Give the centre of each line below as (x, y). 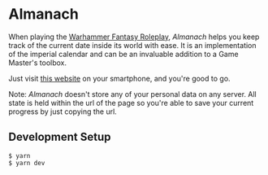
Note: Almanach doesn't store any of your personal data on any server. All (133, 94)
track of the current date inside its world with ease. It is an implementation (133, 45)
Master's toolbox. (38, 63)
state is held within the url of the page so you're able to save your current (131, 103)
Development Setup (60, 137)
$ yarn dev (27, 163)
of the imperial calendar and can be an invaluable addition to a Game (123, 54)
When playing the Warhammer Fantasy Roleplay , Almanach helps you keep (134, 37)
